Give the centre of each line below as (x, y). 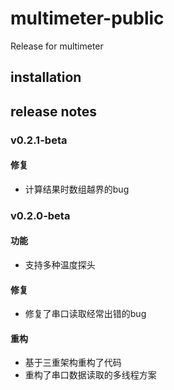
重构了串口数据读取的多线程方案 (90, 375)
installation (46, 77)
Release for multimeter (57, 46)
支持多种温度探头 (60, 264)
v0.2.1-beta (39, 140)
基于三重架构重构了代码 (73, 363)
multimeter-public (87, 18)
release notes (54, 111)
